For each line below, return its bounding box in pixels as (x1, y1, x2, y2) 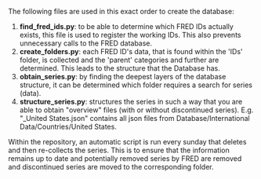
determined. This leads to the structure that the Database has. (19, 64, 221, 73)
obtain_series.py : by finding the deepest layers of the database (19, 72, 227, 81)
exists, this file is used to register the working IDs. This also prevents (19, 31, 241, 39)
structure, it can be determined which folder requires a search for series (19, 80, 253, 89)
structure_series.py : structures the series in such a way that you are (19, 97, 243, 106)
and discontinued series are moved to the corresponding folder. (8, 163, 214, 171)
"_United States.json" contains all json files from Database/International (19, 114, 250, 122)
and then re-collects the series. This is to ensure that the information (8, 145, 230, 155)
